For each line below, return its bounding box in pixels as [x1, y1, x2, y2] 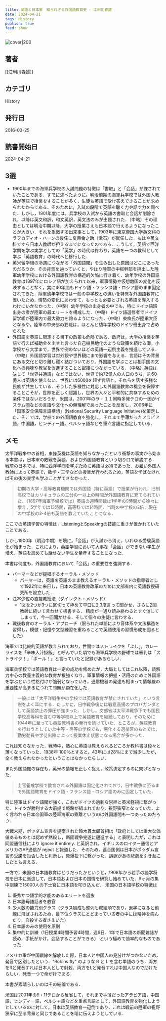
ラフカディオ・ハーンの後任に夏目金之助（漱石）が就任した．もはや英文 [12, 235, 160, 241]
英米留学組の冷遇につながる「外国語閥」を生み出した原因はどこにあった [12, 260, 160, 266]
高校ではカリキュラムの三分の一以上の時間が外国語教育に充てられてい [17, 492, 160, 497]
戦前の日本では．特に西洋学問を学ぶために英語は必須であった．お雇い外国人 [5, 463, 161, 469]
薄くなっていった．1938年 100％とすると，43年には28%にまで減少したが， [5, 749, 159, 755]
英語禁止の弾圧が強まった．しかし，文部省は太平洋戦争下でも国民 [26, 708, 160, 713]
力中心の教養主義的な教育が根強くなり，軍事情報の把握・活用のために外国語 [5, 672, 161, 678]
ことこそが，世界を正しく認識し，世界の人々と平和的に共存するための [16, 390, 160, 396]
